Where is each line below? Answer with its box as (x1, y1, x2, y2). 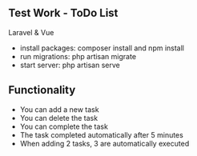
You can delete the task (19, 113, 98, 122)
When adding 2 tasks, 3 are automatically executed (19, 138, 190, 148)
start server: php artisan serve (19, 60, 120, 70)
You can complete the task (19, 122, 108, 131)
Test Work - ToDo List (8, 6, 119, 20)
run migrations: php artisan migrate (19, 51, 137, 61)
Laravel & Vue (8, 27, 54, 37)
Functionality (8, 83, 76, 97)
